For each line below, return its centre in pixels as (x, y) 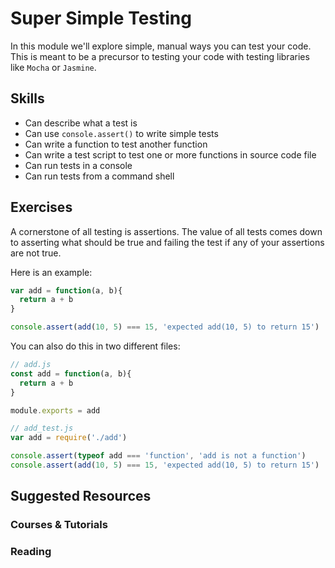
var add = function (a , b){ (66, 290)
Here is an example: (51, 272)
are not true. (36, 253)
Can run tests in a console (78, 165)
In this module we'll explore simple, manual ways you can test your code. (161, 46)
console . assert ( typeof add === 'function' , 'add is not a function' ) (158, 456)
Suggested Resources (81, 496)
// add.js (31, 365)
